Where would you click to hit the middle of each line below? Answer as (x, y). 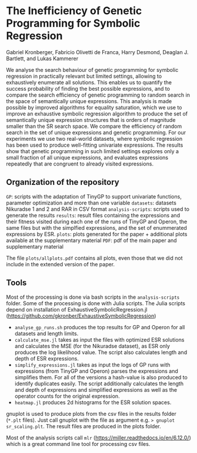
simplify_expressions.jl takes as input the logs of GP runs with (92, 365)
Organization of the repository (63, 182)
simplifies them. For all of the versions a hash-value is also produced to (101, 377)
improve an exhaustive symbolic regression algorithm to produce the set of (97, 114)
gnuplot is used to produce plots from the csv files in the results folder (91, 414)
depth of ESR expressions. (47, 358)
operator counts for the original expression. (67, 396)
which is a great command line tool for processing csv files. (78, 444)
